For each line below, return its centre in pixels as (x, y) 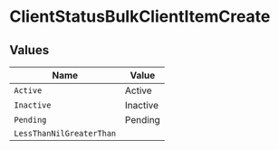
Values (29, 50)
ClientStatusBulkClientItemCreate (140, 17)
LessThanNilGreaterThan (65, 133)
